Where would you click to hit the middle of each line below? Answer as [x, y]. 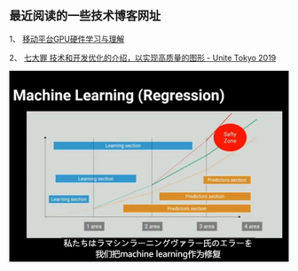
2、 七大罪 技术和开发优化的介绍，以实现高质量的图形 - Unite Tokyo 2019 [143, 58]
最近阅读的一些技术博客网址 [85, 16]
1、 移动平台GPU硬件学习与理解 [67, 39]
